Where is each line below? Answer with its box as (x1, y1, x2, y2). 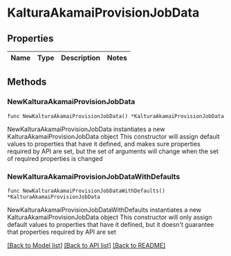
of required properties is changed (7, 154, 103, 162)
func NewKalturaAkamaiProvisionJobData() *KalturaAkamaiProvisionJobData (7, 112, 225, 119)
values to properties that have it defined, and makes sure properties (7, 139, 201, 148)
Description (61, 53, 100, 62)
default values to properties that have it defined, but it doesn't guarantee (7, 220, 214, 228)
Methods (7, 76, 47, 88)
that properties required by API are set (7, 228, 116, 236)
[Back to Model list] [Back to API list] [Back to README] (7, 241, 166, 249)
